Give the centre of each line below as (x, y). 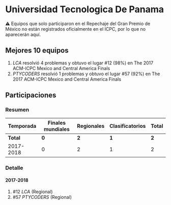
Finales (57, 123)
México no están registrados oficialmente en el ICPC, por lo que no (76, 29)
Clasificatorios (127, 126)
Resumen (17, 110)
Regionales (91, 126)
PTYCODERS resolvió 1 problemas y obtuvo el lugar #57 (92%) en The (86, 74)
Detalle (14, 168)
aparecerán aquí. (23, 34)
